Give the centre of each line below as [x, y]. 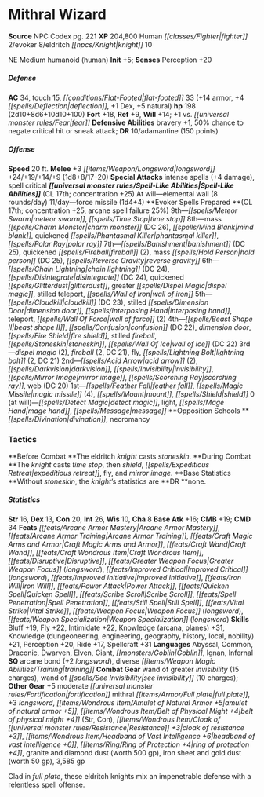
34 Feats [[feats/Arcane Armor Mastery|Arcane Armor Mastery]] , [114, 528]
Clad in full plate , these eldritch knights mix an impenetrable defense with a [130, 777]
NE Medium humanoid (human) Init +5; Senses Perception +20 [110, 60]
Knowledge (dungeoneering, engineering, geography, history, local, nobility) [131, 636]
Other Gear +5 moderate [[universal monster [81, 686]
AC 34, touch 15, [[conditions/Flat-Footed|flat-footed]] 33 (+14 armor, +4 [126, 97]
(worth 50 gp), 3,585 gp [47, 761]
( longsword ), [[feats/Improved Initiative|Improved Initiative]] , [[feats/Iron [125, 578]
